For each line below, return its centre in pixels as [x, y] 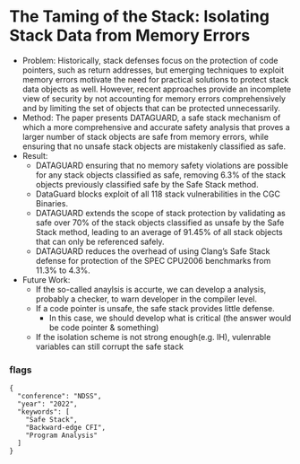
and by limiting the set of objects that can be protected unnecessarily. [151, 108]
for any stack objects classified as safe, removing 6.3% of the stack [161, 175]
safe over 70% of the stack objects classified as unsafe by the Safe [160, 223]
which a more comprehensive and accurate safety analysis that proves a [156, 127]
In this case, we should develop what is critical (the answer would [170, 318]
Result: [35, 155]
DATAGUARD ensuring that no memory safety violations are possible [162, 165]
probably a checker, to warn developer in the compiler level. [146, 299]
